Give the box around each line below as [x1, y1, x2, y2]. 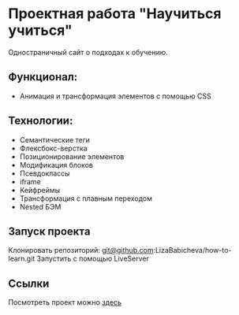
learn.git [8, 254, 35, 264]
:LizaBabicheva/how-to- [153, 246, 232, 255]
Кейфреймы [19, 185, 61, 195]
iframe [19, 176, 41, 186]
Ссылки [8, 276, 50, 290]
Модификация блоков [19, 160, 93, 169]
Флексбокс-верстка [19, 143, 88, 153]
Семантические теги [19, 135, 91, 144]
